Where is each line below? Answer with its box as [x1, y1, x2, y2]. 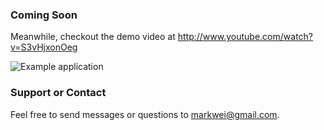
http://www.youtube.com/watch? [177, 31, 314, 43]
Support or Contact [10, 86, 107, 100]
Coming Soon [10, 8, 78, 22]
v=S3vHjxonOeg [10, 41, 78, 53]
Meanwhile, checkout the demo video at [10, 31, 176, 43]
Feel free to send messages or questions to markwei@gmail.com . [10, 108, 280, 120]
